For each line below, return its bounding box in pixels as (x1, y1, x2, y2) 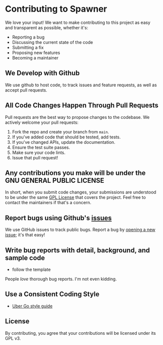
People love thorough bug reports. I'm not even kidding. (5, 276, 117, 282)
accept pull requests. (5, 87, 48, 93)
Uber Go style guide (12, 303, 53, 309)
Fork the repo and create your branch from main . (12, 129, 109, 134)
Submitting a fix (12, 44, 44, 50)
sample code (5, 253, 45, 262)
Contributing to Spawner (5, 3, 107, 15)
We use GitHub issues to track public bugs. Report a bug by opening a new (5, 227, 156, 232)
